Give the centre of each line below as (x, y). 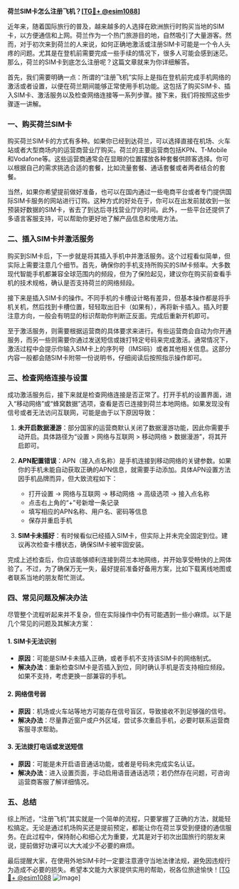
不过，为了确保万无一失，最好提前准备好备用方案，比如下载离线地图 (126, 568)
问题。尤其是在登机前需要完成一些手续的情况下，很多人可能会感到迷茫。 (126, 53)
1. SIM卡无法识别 (32, 641)
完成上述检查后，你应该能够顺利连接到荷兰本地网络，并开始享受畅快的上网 (116, 559)
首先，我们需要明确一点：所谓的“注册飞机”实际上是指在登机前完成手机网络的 (119, 77)
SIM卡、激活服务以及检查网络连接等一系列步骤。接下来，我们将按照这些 (119, 95)
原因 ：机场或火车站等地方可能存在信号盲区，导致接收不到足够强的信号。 (123, 711)
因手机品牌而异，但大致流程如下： (68, 478)
